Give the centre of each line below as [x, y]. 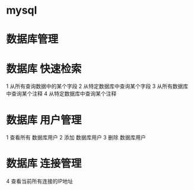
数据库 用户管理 [44, 120]
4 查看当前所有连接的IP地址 [39, 181]
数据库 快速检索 [44, 69]
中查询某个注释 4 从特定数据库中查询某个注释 [61, 94]
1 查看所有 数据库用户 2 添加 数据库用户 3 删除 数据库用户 [76, 138]
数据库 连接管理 [44, 164]
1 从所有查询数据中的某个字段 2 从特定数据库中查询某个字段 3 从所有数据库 [97, 86]
